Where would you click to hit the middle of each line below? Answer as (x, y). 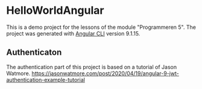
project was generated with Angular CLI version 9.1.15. (73, 33)
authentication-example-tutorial (46, 79)
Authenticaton (34, 53)
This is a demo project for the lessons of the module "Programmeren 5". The (101, 27)
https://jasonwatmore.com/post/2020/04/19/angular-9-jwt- (105, 73)
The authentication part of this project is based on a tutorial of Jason (91, 67)
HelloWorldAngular (55, 11)
